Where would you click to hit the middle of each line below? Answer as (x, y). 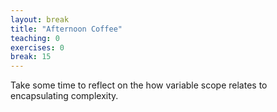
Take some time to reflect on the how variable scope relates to (139, 85)
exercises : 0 (37, 47)
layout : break (40, 19)
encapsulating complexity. (64, 96)
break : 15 (31, 57)
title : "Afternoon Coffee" (66, 29)
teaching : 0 (35, 38)
